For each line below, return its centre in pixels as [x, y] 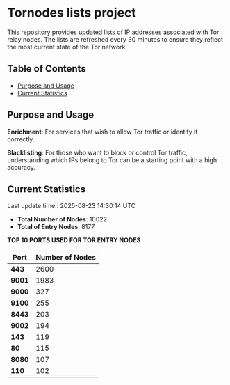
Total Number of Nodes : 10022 [62, 219]
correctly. [21, 139]
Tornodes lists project [72, 13]
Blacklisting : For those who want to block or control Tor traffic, [97, 152]
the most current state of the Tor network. [67, 47]
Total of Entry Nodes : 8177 [56, 227]
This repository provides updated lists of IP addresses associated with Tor [113, 32]
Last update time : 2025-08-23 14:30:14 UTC [72, 206]
